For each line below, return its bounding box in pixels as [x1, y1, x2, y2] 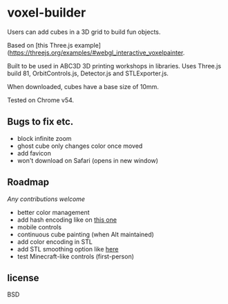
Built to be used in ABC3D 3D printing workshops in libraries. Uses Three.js [7, 61, 222, 70]
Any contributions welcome [7, 195, 85, 203]
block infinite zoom [17, 134, 72, 142]
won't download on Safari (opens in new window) [17, 156, 159, 164]
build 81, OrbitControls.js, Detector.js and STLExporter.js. [7, 69, 169, 77]
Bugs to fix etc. [7, 116, 74, 128]
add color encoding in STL [17, 237, 93, 246]
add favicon [17, 149, 52, 157]
